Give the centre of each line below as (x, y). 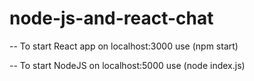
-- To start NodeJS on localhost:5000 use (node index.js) (127, 65)
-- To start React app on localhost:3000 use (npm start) (124, 46)
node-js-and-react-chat (111, 18)
